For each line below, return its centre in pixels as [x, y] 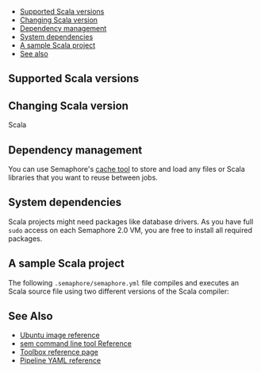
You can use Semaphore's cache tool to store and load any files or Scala [127, 169]
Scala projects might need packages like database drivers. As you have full [131, 221]
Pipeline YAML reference [60, 360]
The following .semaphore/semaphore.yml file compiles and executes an [124, 282]
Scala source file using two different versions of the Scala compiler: [119, 291]
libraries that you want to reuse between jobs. [83, 177]
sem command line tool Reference [76, 344]
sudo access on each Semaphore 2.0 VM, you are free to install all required [130, 230]
